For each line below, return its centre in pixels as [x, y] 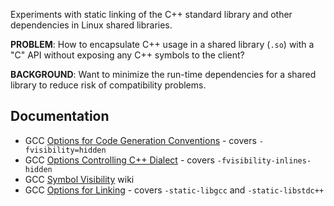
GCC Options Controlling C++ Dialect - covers [119, 160]
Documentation [60, 116]
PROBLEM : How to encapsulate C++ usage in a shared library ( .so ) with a [162, 44]
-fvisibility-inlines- [264, 160]
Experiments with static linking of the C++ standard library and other [151, 14]
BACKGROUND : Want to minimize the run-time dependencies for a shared [163, 74]
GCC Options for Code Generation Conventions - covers [140, 140]
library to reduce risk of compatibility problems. [108, 85]
